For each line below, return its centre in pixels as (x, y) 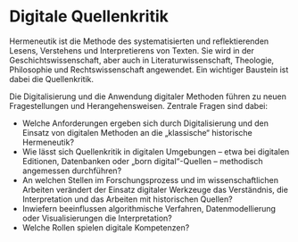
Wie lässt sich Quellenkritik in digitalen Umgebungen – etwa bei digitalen (156, 151)
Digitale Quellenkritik (89, 17)
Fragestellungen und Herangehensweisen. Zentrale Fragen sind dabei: (138, 105)
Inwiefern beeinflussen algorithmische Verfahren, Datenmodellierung (149, 208)
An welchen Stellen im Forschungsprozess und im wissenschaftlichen (150, 179)
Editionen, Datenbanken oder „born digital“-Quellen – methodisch (142, 161)
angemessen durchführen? (72, 171)
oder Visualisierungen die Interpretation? (97, 218)
